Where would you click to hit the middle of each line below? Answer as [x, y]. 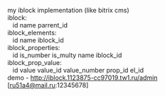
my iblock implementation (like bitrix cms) [68, 10]
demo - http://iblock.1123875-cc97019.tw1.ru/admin [82, 78]
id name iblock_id [38, 40]
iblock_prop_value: [34, 62]
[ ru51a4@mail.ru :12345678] [48, 85]
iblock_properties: [34, 48]
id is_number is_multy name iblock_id [67, 55]
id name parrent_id [40, 25]
